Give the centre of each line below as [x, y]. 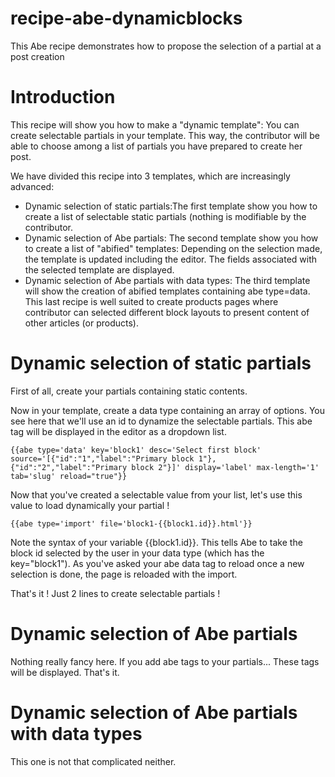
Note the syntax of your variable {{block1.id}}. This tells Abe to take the [156, 542]
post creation [37, 56]
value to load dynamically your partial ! [90, 505]
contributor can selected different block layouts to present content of [167, 312]
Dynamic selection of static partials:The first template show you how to [171, 206]
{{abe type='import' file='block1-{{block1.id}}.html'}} [131, 523]
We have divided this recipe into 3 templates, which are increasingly [150, 176]
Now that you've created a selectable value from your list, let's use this [156, 494]
